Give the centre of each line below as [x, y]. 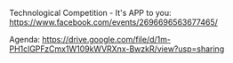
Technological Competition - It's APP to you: [90, 13]
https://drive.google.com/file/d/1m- [107, 39]
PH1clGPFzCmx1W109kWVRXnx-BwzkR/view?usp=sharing [117, 49]
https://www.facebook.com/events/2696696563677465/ [113, 22]
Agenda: [25, 39]
